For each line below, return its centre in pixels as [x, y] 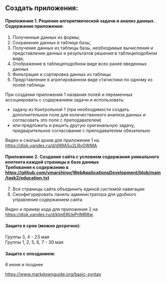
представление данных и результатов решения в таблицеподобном [85, 53]
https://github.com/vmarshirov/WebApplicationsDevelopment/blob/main [83, 173]
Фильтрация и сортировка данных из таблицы [62, 74]
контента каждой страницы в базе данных [52, 162]
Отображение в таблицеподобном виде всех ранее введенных [80, 64]
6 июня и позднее [24, 265]
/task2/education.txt [27, 178]
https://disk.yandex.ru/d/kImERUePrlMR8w [49, 214]
